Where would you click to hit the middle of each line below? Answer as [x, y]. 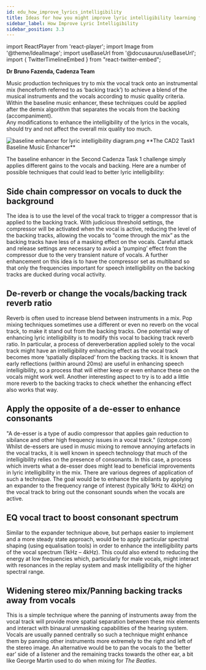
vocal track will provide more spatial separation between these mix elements [103, 622]
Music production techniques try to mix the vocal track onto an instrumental [102, 83]
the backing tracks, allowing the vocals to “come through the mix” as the [98, 235]
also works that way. [32, 389]
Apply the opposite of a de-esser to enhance [93, 409]
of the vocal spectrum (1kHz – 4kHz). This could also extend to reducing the [102, 552]
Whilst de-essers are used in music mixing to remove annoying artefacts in [101, 446]
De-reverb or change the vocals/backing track [97, 294]
